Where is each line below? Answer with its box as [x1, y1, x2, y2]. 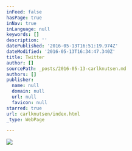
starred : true [6, 105, 43, 111]
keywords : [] [6, 32, 40, 38]
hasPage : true [6, 15, 43, 21]
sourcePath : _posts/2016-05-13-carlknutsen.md [6, 65, 127, 72]
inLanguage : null [6, 26, 50, 32]
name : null [12, 83, 40, 89]
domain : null [12, 88, 45, 94]
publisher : [6, 77, 34, 83]
